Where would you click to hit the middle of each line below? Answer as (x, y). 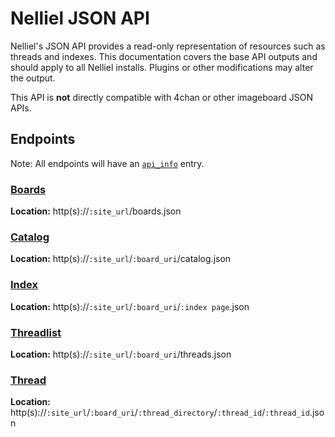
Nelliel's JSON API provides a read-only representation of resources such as (168, 46)
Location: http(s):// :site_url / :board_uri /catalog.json (121, 259)
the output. (33, 78)
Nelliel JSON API (80, 18)
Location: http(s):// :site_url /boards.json (96, 211)
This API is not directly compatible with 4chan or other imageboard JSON (161, 97)
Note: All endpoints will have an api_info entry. (107, 163)
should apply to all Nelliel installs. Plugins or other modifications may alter (162, 67)
